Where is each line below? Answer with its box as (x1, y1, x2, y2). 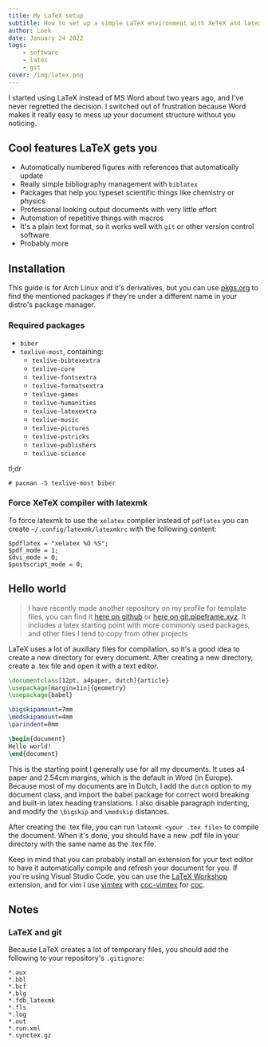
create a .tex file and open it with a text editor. (8, 661, 159, 671)
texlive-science (31, 450, 86, 458)
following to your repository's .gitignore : (8, 954, 145, 963)
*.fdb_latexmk (8, 997, 56, 1005)
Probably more (19, 238, 69, 248)
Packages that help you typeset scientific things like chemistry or (19, 188, 235, 198)
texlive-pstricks (31, 432, 90, 441)
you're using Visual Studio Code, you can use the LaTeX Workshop (8, 871, 228, 881)
